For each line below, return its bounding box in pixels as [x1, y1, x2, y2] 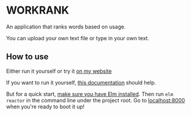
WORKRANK [6, 4, 69, 17]
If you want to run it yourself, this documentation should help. [6, 79, 156, 86]
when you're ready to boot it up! [6, 103, 85, 110]
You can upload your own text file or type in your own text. [6, 34, 149, 41]
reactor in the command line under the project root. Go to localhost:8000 [6, 96, 185, 104]
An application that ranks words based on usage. [6, 23, 126, 30]
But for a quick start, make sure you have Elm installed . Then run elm [6, 90, 174, 98]
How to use [6, 51, 49, 62]
